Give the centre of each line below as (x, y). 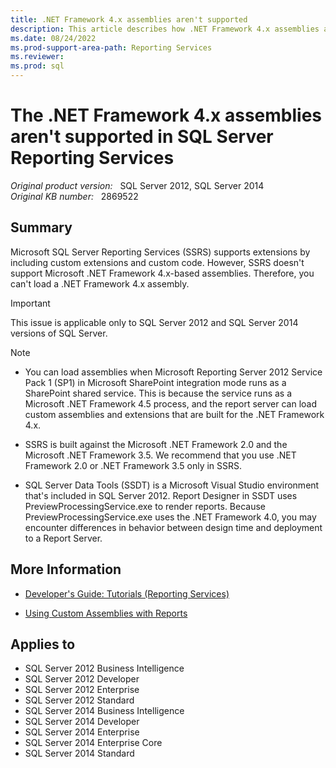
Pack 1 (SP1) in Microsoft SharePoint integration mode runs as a (155, 382)
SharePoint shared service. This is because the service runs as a (158, 393)
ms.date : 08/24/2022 (53, 38)
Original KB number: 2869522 (74, 196)
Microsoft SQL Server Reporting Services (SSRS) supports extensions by (160, 252)
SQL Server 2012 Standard (79, 700)
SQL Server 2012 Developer (82, 679)
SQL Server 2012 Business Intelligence (104, 668)
